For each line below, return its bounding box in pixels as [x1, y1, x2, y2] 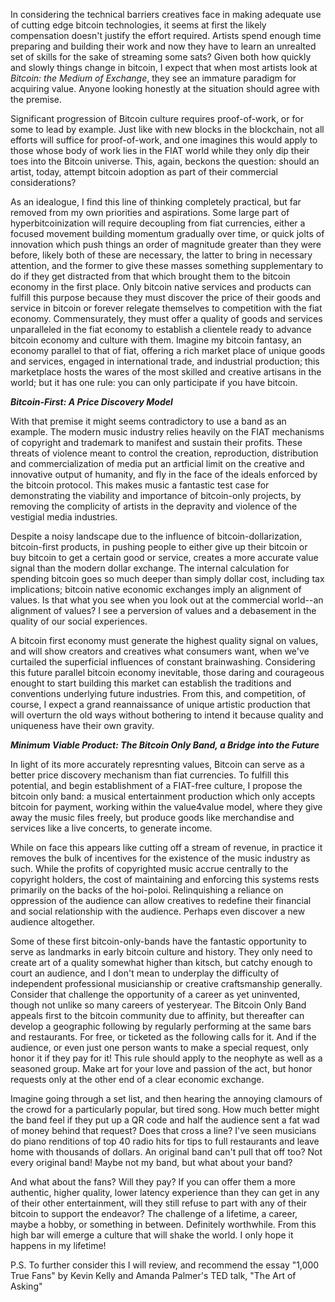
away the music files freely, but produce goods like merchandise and [10, 812, 295, 823]
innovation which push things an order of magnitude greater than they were [10, 239, 322, 250]
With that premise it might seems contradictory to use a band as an [10, 415, 287, 427]
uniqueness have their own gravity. [10, 720, 155, 731]
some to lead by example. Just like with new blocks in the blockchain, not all [10, 124, 325, 135]
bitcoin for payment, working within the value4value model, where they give [10, 801, 323, 813]
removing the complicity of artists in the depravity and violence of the [10, 500, 298, 512]
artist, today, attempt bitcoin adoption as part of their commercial [10, 166, 278, 178]
